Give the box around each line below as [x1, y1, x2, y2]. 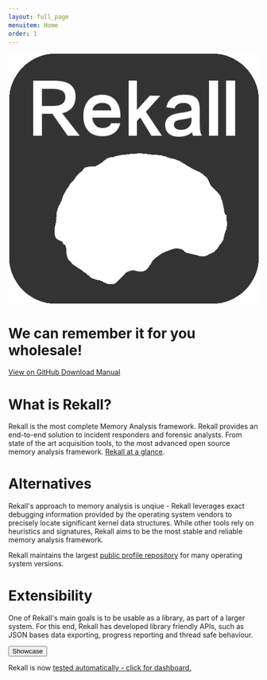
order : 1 [8, 29, 37, 37]
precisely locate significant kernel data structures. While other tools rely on [8, 518, 254, 528]
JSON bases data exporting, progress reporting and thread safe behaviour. [8, 630, 253, 640]
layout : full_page [8, 13, 69, 21]
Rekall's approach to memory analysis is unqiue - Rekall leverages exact [8, 502, 245, 511]
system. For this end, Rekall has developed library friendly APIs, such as [8, 622, 245, 631]
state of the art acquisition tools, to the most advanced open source [8, 439, 230, 448]
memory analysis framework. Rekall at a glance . [8, 447, 165, 457]
